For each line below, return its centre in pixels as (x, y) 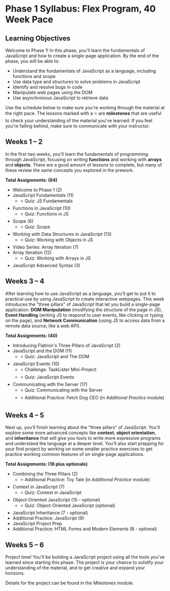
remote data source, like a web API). (43, 326)
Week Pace (29, 19)
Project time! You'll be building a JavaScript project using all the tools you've (85, 557)
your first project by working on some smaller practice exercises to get (79, 449)
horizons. (15, 573)
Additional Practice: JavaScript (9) (48, 518)
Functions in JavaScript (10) (41, 208)
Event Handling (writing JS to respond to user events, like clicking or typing (84, 315)
